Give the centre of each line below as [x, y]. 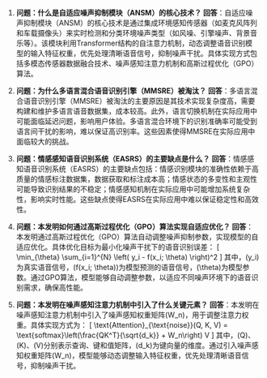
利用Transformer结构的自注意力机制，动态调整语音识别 [154, 43]
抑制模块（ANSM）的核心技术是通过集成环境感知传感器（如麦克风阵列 [140, 23]
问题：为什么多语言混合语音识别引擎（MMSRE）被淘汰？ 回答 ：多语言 [133, 91]
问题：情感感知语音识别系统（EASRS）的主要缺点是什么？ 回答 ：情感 [132, 159]
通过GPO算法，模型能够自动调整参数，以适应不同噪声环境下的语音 [141, 277]
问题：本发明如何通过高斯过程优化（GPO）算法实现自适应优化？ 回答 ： [135, 227]
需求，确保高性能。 [55, 288]
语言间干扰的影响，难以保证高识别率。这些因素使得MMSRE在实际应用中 [136, 131]
